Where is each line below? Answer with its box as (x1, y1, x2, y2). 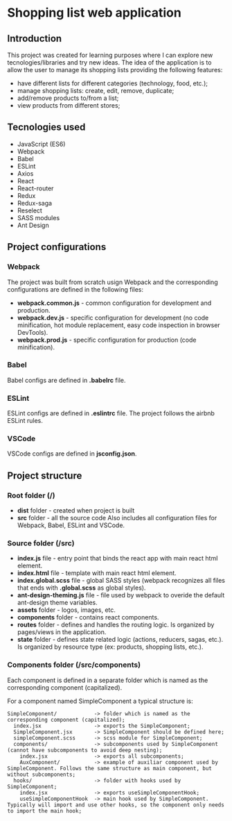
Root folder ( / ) (7, 490, 55, 500)
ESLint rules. (7, 417, 44, 425)
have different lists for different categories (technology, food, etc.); (17, 79, 208, 88)
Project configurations (7, 241, 107, 253)
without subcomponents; (7, 771, 76, 778)
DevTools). (17, 328, 48, 336)
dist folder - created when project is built (17, 506, 135, 515)
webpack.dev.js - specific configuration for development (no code (17, 313, 209, 322)
